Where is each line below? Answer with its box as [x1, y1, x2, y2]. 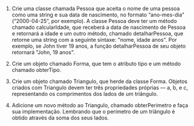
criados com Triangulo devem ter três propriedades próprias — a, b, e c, [11, 84, 188, 91]
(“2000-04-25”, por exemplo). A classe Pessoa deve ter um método [11, 18, 177, 24]
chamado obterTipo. [11, 67, 62, 73]
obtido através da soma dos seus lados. [11, 114, 109, 121]
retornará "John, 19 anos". [11, 49, 75, 55]
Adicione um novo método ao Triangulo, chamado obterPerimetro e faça [11, 102, 188, 108]
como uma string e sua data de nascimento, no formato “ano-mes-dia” [11, 11, 185, 18]
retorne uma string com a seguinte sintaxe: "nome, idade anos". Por [11, 37, 177, 43]
